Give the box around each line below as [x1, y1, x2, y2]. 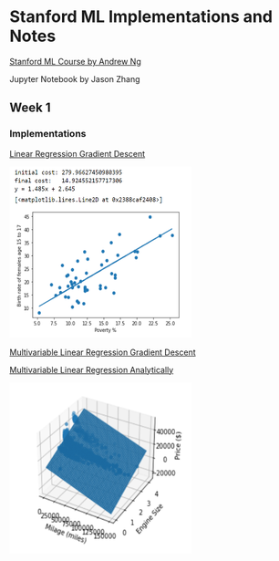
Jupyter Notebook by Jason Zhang [9, 73, 140, 84]
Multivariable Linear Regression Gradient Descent [9, 347, 196, 358]
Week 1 [9, 100, 51, 116]
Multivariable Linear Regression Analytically [9, 364, 174, 375]
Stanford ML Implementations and [9, 6, 274, 27]
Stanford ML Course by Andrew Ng [9, 56, 141, 67]
